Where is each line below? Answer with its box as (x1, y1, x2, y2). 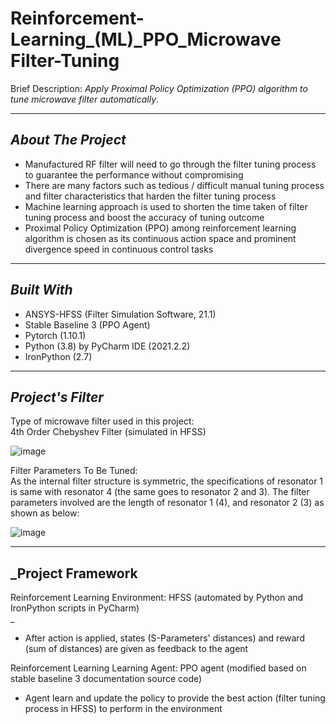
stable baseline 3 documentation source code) (10, 673, 203, 685)
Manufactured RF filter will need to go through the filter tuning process (24, 158, 317, 170)
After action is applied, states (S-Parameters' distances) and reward (24, 632, 305, 644)
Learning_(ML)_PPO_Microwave (10, 28, 282, 51)
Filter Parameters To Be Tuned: (10, 465, 138, 477)
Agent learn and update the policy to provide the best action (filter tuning (24, 692, 326, 704)
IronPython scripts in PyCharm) (10, 602, 140, 614)
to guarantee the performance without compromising (24, 168, 244, 181)
